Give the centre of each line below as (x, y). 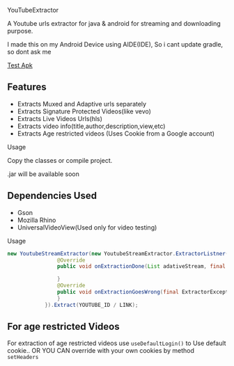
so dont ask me (29, 52)
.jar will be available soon (44, 174)
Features (27, 87)
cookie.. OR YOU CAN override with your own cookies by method (101, 351)
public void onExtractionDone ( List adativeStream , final (141, 266)
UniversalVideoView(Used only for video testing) (87, 227)
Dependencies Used (52, 196)
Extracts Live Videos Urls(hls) (60, 118)
